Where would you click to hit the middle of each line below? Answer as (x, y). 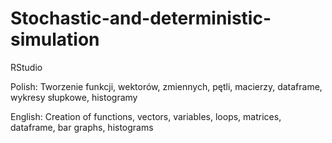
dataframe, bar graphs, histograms (82, 127)
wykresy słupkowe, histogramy (74, 97)
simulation (55, 39)
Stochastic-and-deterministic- (141, 18)
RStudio (26, 67)
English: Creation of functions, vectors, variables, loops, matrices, (146, 116)
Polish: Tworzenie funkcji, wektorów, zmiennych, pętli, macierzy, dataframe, (166, 86)
